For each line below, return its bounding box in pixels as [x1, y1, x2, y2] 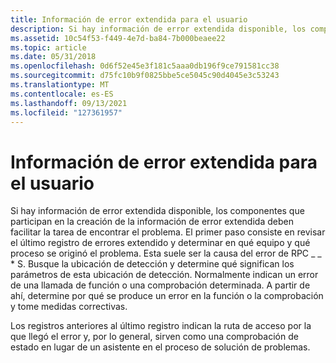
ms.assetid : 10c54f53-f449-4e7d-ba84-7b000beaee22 [10, 33, 226, 43]
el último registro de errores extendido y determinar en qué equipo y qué [10, 237, 311, 249]
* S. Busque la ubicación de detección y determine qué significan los [10, 258, 295, 270]
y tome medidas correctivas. [10, 301, 128, 313]
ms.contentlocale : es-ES [10, 89, 114, 99]
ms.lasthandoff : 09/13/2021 [10, 98, 128, 108]
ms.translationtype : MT [10, 80, 110, 90]
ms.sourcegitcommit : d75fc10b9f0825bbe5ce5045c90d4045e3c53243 [10, 71, 280, 81]
